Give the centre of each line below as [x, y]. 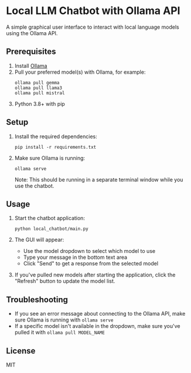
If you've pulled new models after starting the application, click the [95, 275]
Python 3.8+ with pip [40, 104]
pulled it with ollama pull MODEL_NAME [60, 333]
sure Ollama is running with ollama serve [64, 320]
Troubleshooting [37, 300]
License [21, 350]
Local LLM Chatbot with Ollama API [93, 11]
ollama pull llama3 [38, 88]
